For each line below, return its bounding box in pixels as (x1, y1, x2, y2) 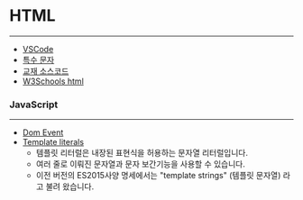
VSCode (22, 43, 54, 54)
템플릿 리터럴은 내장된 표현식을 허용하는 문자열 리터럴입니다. (35, 148, 249, 159)
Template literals (22, 137, 84, 148)
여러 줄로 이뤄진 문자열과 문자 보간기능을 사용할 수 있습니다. (35, 159, 246, 169)
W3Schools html (22, 76, 84, 86)
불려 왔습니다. (45, 181, 95, 192)
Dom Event (22, 127, 64, 138)
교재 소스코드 (22, 65, 69, 77)
